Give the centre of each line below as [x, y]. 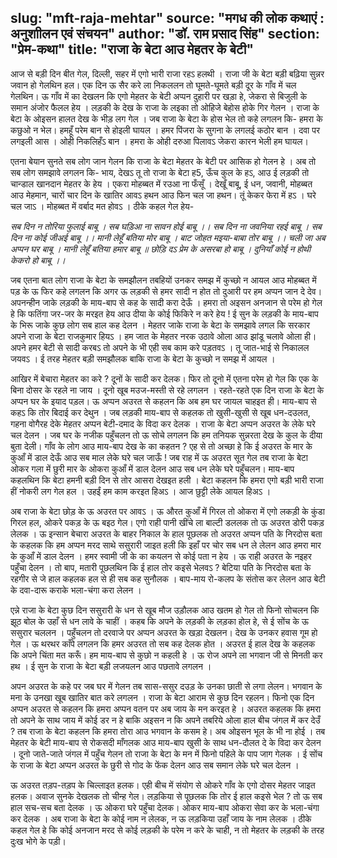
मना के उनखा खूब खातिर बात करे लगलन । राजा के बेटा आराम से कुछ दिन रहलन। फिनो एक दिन [162, 697]
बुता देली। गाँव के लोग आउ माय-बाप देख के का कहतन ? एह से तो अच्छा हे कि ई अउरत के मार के [161, 446]
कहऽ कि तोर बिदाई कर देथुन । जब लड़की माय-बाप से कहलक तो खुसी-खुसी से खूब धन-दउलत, [160, 412]
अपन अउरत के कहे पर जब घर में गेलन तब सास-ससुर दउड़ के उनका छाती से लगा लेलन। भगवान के [166, 686]
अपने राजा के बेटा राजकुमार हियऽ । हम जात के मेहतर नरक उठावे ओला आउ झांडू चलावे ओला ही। [163, 336]
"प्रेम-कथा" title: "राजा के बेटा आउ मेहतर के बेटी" [132, 49]
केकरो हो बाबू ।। [38, 260]
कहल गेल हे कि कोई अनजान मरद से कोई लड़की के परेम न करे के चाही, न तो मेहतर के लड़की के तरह [167, 830]
